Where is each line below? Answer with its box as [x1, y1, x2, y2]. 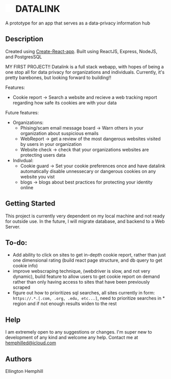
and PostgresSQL [5, 54, 42, 60]
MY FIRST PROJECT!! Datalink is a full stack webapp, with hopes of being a [5, 63, 164, 69]
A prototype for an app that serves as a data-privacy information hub [5, 20, 151, 26]
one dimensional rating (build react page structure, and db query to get [12, 257, 162, 263]
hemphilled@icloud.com [5, 340, 56, 346]
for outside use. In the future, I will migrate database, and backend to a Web [5, 218, 165, 224]
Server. [5, 223, 20, 230]
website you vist [20, 173, 55, 180]
